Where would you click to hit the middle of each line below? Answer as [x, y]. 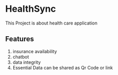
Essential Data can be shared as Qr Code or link [63, 67]
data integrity [27, 62]
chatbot [21, 57]
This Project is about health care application [51, 23]
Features [20, 39]
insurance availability [35, 51]
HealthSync [31, 9]
